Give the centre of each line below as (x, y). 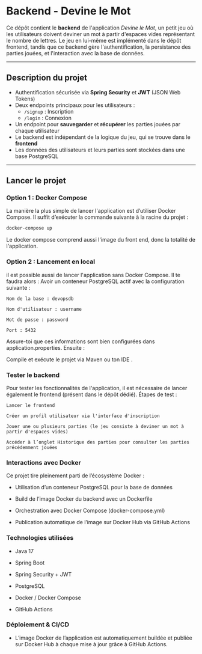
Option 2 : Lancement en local (50, 261)
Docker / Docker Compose (48, 597)
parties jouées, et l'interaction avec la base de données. (76, 53)
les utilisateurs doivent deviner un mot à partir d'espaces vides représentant (101, 34)
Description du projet (47, 78)
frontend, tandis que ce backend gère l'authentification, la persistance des (99, 47)
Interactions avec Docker (44, 462)
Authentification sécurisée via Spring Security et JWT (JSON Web (98, 92)
